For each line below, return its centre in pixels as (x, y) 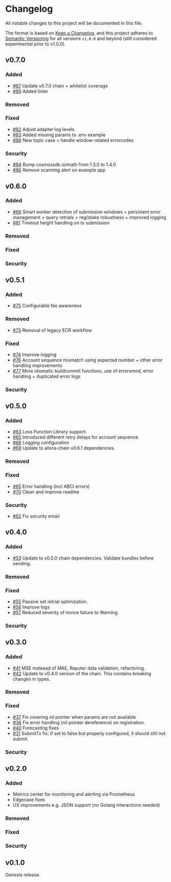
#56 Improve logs (31, 607)
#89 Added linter (30, 91)
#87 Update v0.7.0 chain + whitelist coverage (60, 85)
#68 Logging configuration (41, 443)
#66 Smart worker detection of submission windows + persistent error (87, 212)
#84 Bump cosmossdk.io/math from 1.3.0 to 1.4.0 (64, 165)
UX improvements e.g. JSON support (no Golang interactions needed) (86, 805)
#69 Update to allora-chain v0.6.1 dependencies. (64, 448)
